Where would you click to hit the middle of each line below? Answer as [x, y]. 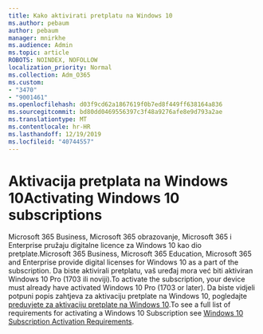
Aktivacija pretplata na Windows [118, 181]
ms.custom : [26, 82]
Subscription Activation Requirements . [71, 322]
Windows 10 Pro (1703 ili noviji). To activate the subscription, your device [127, 279]
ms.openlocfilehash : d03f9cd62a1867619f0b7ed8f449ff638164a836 [116, 104]
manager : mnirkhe [37, 38]
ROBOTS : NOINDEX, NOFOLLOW [53, 61]
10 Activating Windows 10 [94, 198]
